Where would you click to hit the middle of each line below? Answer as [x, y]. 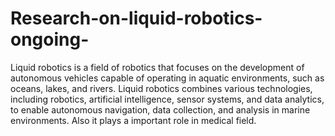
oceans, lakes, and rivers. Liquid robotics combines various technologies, [161, 88]
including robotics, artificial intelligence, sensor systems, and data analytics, [167, 99]
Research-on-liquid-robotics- [136, 18]
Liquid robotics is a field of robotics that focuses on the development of [157, 67]
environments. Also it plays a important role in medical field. [133, 120]
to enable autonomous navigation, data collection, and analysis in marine [160, 109]
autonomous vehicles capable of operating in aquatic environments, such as [167, 78]
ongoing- [50, 39]
